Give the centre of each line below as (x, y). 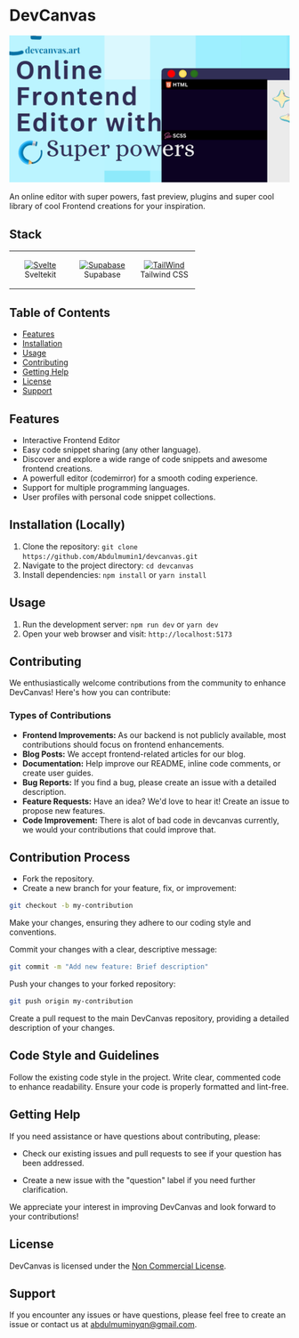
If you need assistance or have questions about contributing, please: (135, 1136)
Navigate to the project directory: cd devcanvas (108, 565)
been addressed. (53, 1163)
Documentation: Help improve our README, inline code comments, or (151, 763)
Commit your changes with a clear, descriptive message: (113, 950)
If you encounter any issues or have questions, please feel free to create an (148, 1315)
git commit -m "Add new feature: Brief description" (109, 967)
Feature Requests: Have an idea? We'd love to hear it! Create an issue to (156, 801)
